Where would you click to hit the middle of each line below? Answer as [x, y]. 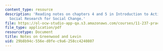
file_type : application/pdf [33, 28]
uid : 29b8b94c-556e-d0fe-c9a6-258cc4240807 [50, 41]
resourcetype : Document [29, 32]
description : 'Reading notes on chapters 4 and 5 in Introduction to [77, 14]
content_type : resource [29, 9]
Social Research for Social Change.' [48, 18]
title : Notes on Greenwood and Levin [43, 37]
